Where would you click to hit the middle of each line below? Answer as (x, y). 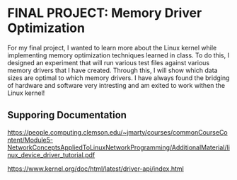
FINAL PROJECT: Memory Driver (105, 13)
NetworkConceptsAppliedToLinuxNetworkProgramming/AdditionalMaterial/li (118, 147)
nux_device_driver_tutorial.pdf (51, 154)
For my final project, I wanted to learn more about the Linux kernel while (112, 47)
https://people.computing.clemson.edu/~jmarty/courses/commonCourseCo (117, 132)
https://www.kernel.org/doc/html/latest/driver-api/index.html (96, 169)
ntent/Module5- (30, 140)
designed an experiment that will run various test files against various (109, 62)
